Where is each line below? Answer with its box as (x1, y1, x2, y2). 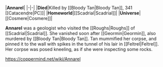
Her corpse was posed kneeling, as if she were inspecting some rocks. (5, 46, 153, 52)
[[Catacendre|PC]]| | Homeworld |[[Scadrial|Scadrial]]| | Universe (5, 10, 140, 16)
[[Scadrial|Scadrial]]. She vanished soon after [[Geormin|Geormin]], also (5, 30, 156, 36)
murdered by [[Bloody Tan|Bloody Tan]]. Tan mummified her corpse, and (5, 35, 157, 41)
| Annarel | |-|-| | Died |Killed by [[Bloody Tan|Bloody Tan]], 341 (5, 5, 133, 10)
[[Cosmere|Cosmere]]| (5, 15, 52, 21)
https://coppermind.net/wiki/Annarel (5, 56, 81, 62)
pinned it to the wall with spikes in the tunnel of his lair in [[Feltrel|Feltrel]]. (5, 41, 159, 47)
